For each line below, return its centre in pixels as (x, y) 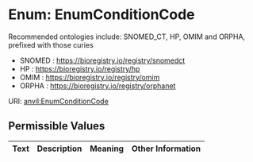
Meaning (107, 148)
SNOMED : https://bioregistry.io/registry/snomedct (102, 60)
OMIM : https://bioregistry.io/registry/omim (90, 77)
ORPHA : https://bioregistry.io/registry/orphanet (98, 86)
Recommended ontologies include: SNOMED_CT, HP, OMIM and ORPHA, (127, 37)
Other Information (166, 148)
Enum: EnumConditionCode (102, 15)
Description (59, 148)
